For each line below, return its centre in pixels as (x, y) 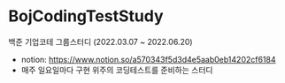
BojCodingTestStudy (86, 16)
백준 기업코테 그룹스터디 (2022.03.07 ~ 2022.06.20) (100, 41)
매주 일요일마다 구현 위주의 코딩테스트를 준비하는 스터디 (117, 70)
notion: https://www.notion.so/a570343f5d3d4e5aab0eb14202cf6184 (148, 59)
